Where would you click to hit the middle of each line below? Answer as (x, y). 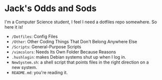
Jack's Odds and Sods (50, 8)
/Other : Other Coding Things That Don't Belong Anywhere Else (74, 41)
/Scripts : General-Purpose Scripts (46, 47)
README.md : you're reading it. (40, 72)
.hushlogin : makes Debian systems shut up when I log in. (69, 57)
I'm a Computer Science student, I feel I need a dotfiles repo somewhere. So (81, 22)
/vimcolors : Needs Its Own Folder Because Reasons (64, 52)
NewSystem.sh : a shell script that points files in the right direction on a (80, 62)
